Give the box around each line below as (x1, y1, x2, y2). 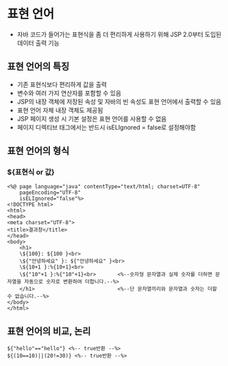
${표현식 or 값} (7, 167, 55, 177)
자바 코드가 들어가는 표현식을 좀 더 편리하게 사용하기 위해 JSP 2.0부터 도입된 (16, 30, 222, 38)
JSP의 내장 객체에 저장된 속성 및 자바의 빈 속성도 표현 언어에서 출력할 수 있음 (16, 97, 222, 106)
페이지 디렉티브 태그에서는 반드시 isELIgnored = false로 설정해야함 (16, 123, 197, 131)
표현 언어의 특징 (7, 61, 70, 73)
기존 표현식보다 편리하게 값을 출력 (16, 80, 107, 88)
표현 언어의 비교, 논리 (7, 325, 91, 337)
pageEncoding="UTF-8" (19, 189, 81, 196)
